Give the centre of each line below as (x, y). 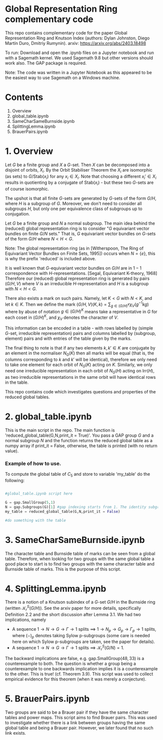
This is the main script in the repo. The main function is (60, 430)
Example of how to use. (33, 464)
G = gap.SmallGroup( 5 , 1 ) (30, 503)
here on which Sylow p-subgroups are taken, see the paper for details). (83, 642)
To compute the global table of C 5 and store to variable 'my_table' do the (78, 475)
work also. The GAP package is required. (46, 63)
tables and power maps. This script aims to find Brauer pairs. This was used (81, 717)
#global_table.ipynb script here (39, 494)
